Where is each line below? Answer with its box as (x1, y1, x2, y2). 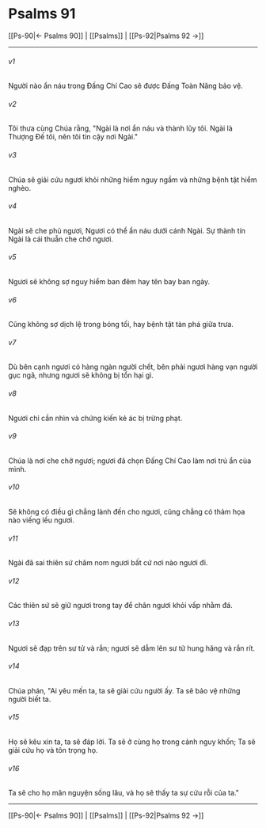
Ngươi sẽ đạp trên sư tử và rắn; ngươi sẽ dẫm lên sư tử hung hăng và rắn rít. (8, 643, 256, 653)
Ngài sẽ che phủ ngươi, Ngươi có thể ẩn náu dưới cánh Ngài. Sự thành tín (8, 226, 246, 235)
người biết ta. (8, 694, 51, 704)
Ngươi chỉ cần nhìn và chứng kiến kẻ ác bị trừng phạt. (8, 413, 183, 423)
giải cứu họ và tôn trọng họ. (8, 745, 98, 754)
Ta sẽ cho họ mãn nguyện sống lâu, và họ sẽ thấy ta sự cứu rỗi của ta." (8, 788, 240, 798)
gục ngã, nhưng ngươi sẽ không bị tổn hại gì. (8, 370, 154, 380)
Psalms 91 (8, 5, 76, 23)
